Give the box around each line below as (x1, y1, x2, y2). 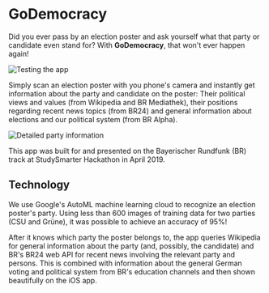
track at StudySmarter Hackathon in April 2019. (8, 155, 166, 164)
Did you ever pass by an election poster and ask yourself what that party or (8, 32, 260, 41)
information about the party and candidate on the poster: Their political (8, 88, 246, 98)
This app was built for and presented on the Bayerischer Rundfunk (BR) (8, 146, 247, 155)
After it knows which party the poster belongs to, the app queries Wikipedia (8, 232, 261, 242)
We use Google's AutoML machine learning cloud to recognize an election (8, 199, 256, 209)
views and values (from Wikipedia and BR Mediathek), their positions (8, 97, 238, 107)
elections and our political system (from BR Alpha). (8, 114, 178, 124)
